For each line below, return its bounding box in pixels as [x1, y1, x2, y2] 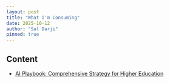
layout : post [6, 8, 39, 15]
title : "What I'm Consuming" [6, 15, 80, 21]
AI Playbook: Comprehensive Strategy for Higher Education [15, 70, 164, 77]
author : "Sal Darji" [6, 25, 59, 32]
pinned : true [6, 32, 39, 38]
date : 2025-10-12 [6, 20, 50, 26]
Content [6, 54, 38, 64]
